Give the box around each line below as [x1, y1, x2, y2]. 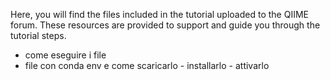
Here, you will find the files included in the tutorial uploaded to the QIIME [10, 9, 309, 20]
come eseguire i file [24, 49, 107, 61]
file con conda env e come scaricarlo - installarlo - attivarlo [24, 60, 270, 71]
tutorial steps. [10, 30, 67, 41]
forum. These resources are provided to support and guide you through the [10, 19, 321, 31]
